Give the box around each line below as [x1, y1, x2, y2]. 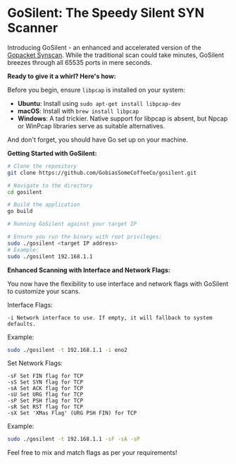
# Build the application [7, 201, 80, 209]
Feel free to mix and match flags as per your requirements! [7, 448, 178, 457]
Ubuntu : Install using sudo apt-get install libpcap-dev [17, 99, 181, 107]
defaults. [7, 320, 37, 327]
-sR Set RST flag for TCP [7, 403, 83, 410]
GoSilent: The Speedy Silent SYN [7, 5, 204, 21]
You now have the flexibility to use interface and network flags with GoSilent [7, 279, 229, 288]
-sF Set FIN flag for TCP [7, 372, 83, 380]
